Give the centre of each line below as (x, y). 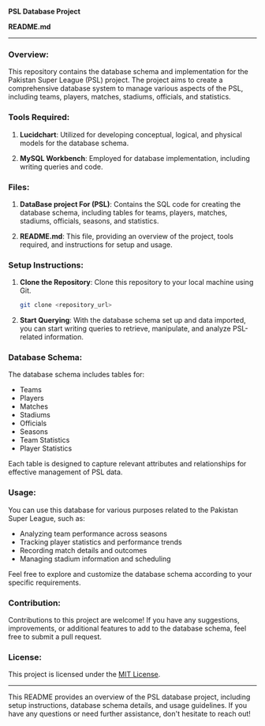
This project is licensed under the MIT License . (84, 675)
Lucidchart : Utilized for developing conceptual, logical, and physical (131, 134)
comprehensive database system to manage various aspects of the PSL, (126, 88)
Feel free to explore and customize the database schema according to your (130, 574)
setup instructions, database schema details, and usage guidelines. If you (127, 705)
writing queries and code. (61, 167)
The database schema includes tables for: (77, 375)
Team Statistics (45, 440)
